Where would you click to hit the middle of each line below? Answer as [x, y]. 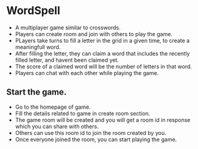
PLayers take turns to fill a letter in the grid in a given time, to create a [102, 40]
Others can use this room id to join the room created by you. [90, 133]
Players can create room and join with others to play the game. [94, 34]
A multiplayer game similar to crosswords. [68, 27]
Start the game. [37, 92]
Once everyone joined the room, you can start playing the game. [96, 139]
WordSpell [34, 11]
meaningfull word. [38, 47]
